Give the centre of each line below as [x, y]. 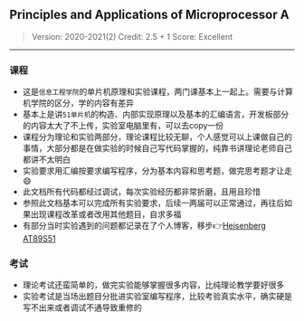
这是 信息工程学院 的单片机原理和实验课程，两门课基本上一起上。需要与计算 [158, 92]
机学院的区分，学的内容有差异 [78, 103]
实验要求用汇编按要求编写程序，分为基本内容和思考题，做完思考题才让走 [157, 171]
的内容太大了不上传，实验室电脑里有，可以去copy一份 [123, 126]
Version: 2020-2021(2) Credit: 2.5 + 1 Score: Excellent [132, 36]
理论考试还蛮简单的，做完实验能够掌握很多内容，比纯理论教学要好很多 [153, 285]
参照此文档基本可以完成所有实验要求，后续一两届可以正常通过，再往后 [153, 203]
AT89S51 [39, 239]
